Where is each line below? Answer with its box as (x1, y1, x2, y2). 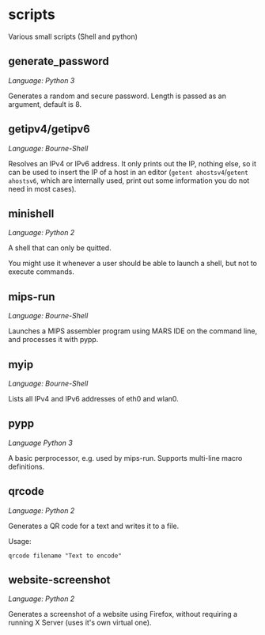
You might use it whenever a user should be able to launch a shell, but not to (8, 259, 258, 268)
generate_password (8, 55, 109, 68)
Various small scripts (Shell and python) (8, 32, 138, 41)
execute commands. (8, 267, 75, 276)
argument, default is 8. (8, 99, 82, 108)
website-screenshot (8, 573, 111, 587)
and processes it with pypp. (8, 335, 99, 344)
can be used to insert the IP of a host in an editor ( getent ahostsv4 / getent (8, 167, 249, 177)
